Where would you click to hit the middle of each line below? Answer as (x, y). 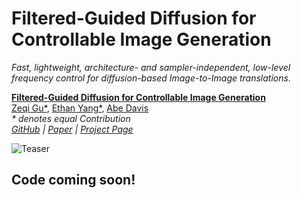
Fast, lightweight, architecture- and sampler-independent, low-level (151, 67)
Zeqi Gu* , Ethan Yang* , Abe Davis (80, 108)
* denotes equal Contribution (71, 118)
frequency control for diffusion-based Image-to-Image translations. (151, 78)
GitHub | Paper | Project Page (72, 129)
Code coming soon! (73, 180)
